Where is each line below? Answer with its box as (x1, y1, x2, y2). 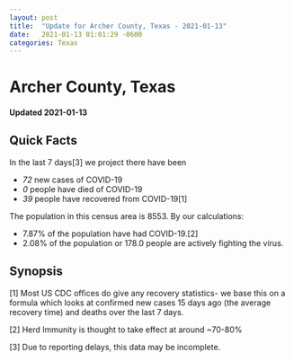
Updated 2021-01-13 (9, 107, 88, 118)
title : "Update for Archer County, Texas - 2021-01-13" (9, 22, 227, 31)
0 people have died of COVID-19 (22, 183, 143, 194)
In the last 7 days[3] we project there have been (9, 156, 187, 167)
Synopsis (9, 264, 63, 279)
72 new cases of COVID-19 (22, 174, 123, 185)
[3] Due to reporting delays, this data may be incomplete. (9, 341, 221, 352)
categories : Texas (9, 38, 78, 48)
